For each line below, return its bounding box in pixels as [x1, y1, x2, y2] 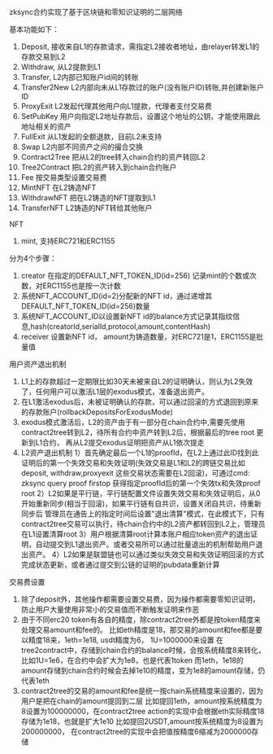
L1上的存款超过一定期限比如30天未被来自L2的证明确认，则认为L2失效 [20, 377, 253, 386]
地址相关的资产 [20, 121, 71, 131]
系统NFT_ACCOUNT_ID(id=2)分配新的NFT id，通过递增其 [20, 292, 213, 300]
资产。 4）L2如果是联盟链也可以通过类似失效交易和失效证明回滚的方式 [28, 550, 265, 559]
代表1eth [20, 676, 50, 686]
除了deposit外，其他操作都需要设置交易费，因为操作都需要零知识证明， [20, 594, 260, 604]
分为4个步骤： [9, 253, 58, 263]
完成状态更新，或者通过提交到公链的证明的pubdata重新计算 [20, 560, 220, 569]
